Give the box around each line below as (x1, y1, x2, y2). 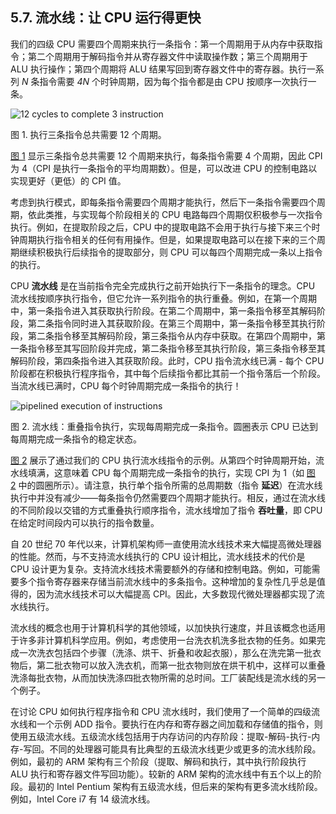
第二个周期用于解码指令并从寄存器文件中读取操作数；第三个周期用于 (27, 50, 308, 62)
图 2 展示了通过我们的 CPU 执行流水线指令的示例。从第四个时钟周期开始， (10, 454, 316, 466)
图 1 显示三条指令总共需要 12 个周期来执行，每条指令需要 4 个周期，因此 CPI (10, 149, 323, 162)
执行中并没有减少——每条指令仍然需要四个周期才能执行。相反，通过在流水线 (10, 491, 326, 503)
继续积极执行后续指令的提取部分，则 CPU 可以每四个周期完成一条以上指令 (18, 246, 323, 258)
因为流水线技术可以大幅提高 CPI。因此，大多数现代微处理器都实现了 (36, 588, 317, 600)
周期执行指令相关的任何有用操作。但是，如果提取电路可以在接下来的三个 (18, 233, 317, 245)
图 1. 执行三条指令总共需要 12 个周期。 (10, 128, 167, 140)
